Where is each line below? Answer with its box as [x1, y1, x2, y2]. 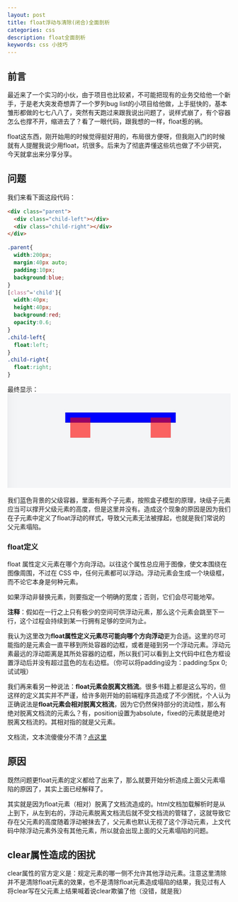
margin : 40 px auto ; [13, 259, 69, 266]
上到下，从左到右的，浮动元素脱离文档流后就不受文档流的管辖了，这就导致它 [7, 808, 231, 817]
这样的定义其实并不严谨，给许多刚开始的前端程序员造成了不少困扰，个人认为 [7, 691, 231, 699]
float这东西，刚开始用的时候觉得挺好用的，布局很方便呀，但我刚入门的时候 [7, 132, 225, 141]
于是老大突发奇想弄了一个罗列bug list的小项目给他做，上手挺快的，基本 [19, 99, 228, 108]
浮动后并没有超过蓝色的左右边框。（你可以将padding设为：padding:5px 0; [13, 658, 228, 666]
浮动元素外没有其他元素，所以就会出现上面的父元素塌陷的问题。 [25, 826, 212, 835]
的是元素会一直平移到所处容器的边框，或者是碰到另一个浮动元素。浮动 [19, 640, 225, 649]
